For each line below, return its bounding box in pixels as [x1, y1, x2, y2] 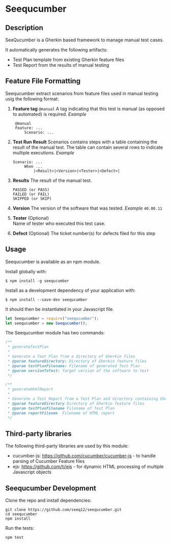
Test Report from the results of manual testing [12, 62, 109, 68]
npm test [5, 535, 24, 540]
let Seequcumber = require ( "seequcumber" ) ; [5, 316, 99, 321]
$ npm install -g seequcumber [5, 278, 70, 283]
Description [5, 23, 43, 32]
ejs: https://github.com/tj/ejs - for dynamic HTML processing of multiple [12, 463, 164, 470]
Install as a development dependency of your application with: [5, 287, 136, 293]
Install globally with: [5, 268, 47, 274]
